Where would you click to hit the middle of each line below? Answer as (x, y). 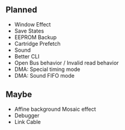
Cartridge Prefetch (37, 43)
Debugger (27, 115)
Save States (29, 31)
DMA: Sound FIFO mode (44, 75)
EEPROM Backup (35, 37)
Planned (21, 10)
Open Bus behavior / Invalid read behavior (66, 63)
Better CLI (27, 56)
